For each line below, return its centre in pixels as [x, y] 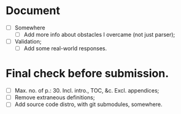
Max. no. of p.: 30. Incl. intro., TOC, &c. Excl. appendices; [87, 91]
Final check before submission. [87, 74]
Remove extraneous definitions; [55, 97]
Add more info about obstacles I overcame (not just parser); [99, 35]
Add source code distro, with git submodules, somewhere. [89, 104]
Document [33, 11]
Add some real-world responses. [65, 48]
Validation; [28, 42]
